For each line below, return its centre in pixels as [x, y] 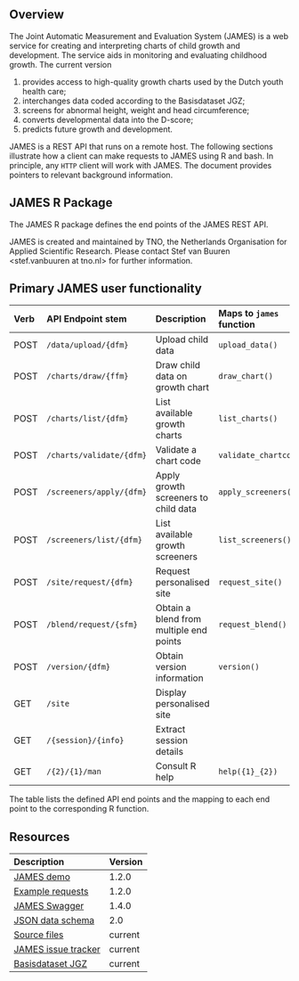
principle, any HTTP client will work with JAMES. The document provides [141, 165]
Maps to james [248, 314]
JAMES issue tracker [57, 950]
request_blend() [252, 625]
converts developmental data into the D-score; [108, 119]
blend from [178, 619]
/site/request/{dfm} [89, 582]
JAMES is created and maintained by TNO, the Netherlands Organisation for [148, 241]
